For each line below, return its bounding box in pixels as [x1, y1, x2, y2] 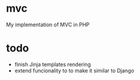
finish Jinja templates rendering [14, 61, 91, 68]
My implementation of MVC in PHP [6, 21, 90, 28]
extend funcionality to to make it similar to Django [14, 67, 135, 74]
